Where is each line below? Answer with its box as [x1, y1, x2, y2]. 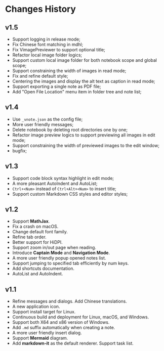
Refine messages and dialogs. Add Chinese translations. [12, 298, 127, 305]
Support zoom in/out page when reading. [12, 245, 96, 251]
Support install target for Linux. [12, 309, 76, 315]
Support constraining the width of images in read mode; [12, 68, 126, 74]
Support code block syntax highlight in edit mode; [12, 175, 114, 181]
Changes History [5, 3, 76, 15]
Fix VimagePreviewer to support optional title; [12, 47, 105, 52]
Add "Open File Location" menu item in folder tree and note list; [12, 89, 142, 94]
